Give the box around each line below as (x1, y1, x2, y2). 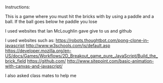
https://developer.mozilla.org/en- (5, 48, 72, 53)
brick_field (5, 58, 26, 64)
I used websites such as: (5, 37, 55, 43)
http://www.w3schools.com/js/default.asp (25, 43, 111, 48)
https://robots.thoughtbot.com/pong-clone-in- (55, 37, 149, 43)
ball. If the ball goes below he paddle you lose (5, 19, 98, 24)
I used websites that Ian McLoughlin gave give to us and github (5, 28, 132, 33)
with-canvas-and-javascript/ (5, 63, 62, 69)
